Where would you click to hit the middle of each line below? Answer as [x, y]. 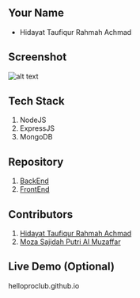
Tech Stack [36, 101]
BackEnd [34, 181]
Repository [36, 162]
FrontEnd [34, 189]
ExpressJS [37, 128]
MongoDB [36, 137]
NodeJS [33, 120]
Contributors [41, 214]
